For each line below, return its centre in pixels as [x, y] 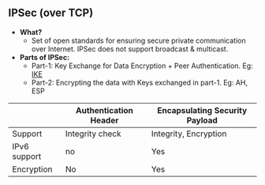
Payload [202, 120]
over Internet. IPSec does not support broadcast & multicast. [130, 49]
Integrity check [93, 134]
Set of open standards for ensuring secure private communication [138, 40]
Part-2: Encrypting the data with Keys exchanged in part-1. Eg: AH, [140, 82]
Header [105, 120]
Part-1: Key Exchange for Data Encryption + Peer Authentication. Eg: [142, 66]
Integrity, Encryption [189, 134]
